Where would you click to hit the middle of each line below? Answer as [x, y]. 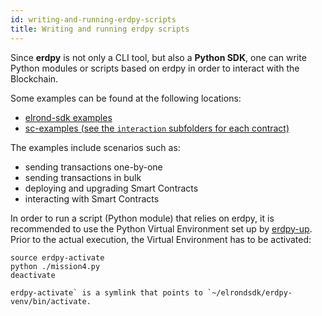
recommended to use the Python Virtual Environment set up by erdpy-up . [161, 228]
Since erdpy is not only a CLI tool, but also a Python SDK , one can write [158, 57]
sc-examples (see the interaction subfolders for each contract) [157, 128]
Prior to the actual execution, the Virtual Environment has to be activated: [161, 239]
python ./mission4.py [55, 266]
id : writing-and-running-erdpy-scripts [93, 19]
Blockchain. [34, 78]
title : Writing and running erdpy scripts [100, 29]
